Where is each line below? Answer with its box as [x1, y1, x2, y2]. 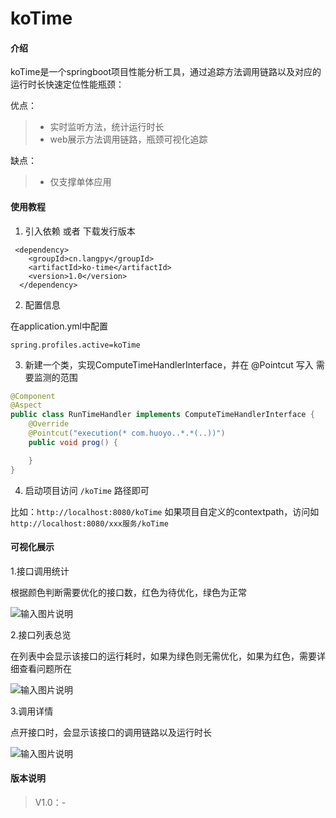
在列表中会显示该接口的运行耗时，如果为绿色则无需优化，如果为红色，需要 [10, 650, 317, 662]
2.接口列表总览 [10, 628, 72, 641]
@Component [10, 391, 56, 401]
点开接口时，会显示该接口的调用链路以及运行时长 [10, 726, 212, 738]
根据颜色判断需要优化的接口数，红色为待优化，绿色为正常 [10, 586, 247, 598]
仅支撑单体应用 [49, 176, 112, 188]
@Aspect [10, 400, 43, 411]
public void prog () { [28, 437, 118, 447]
